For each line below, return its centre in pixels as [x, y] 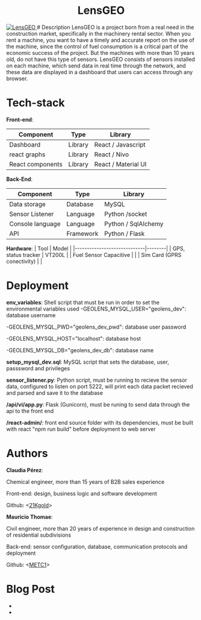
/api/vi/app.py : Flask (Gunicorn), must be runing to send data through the [98, 404]
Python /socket [126, 214]
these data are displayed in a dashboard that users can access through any [100, 72]
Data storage [28, 204]
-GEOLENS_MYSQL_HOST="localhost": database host [74, 338]
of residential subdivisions [39, 535]
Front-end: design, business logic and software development [82, 493]
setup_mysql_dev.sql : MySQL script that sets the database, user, [88, 362]
